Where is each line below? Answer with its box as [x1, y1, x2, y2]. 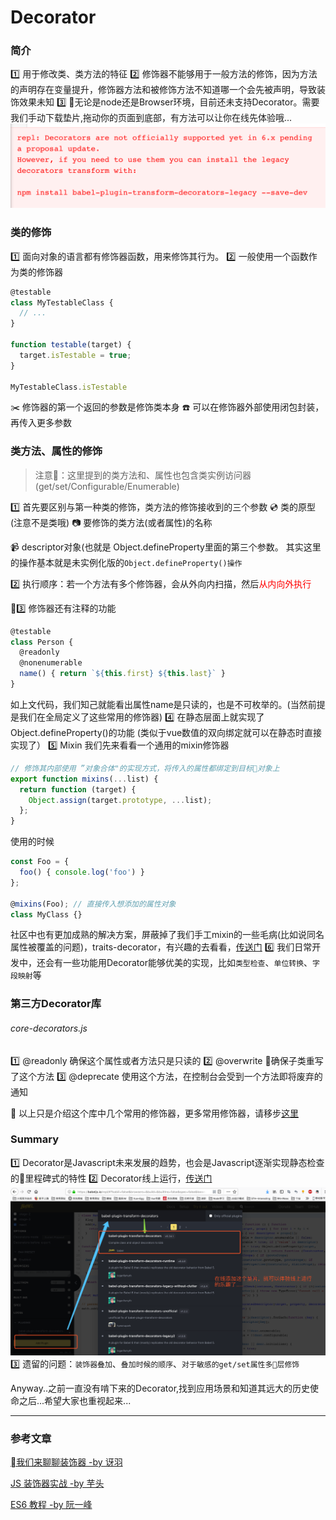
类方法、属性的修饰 [10, 444, 103, 458]
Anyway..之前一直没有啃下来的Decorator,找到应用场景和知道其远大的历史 [10, 1382, 311, 1395]
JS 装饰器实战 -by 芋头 [10, 1477, 105, 1490]
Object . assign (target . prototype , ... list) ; [28, 795, 213, 805]
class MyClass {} [10, 909, 83, 920]
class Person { [10, 637, 74, 647]
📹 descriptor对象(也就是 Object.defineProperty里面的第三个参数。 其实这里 [10, 541, 322, 553]
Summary [10, 1132, 60, 1146]
